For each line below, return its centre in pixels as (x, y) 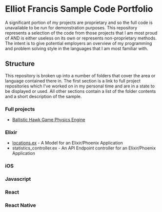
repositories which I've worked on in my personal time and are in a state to (80, 86)
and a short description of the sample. (43, 96)
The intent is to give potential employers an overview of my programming (79, 43)
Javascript (18, 179)
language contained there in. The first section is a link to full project (73, 81)
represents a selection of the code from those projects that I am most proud (81, 33)
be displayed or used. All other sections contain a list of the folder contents (81, 91)
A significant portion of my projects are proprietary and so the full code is (79, 22)
